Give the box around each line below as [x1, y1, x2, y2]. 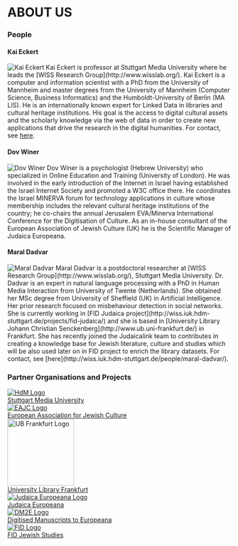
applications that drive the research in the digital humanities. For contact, [7, 124, 222, 132]
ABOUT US [7, 4, 72, 21]
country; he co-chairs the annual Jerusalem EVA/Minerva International [7, 209, 214, 217]
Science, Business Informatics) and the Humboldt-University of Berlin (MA [7, 93, 225, 102]
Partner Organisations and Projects [7, 372, 131, 382]
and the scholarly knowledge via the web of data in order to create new [7, 116, 217, 125]
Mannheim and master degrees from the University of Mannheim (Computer [7, 86, 230, 95]
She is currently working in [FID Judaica [7, 309, 124, 317]
